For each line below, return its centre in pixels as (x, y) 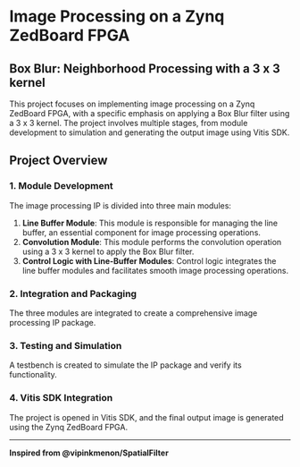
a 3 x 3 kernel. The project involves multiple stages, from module (129, 123)
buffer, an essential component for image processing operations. (142, 232)
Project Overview (58, 161)
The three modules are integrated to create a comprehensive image (133, 313)
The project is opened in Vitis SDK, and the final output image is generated (146, 417)
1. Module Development (61, 186)
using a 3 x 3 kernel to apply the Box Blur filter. (108, 251)
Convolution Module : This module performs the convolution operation (152, 242)
